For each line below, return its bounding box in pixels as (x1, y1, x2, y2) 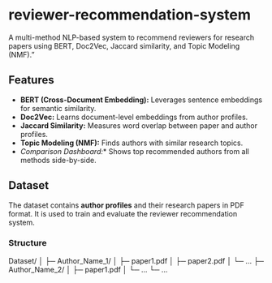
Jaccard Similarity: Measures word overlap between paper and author (19, 120, 258, 131)
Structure (8, 238, 47, 249)
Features (8, 73, 54, 87)
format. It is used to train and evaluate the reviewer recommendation (8, 208, 238, 218)
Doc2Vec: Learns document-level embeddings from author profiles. (19, 112, 248, 122)
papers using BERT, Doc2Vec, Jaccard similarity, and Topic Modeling (8, 41, 240, 50)
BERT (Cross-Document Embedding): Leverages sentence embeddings (19, 95, 263, 105)
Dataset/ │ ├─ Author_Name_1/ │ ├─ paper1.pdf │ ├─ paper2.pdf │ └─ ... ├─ (8, 255, 264, 265)
